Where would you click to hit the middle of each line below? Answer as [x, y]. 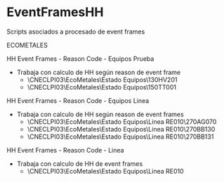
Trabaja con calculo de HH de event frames [80, 163]
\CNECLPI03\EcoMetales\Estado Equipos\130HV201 [102, 79]
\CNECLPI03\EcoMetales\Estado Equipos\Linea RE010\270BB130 [121, 129]
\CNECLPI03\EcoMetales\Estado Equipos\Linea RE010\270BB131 [120, 136]
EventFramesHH [55, 12]
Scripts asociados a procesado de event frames [76, 31]
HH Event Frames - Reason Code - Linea [65, 150]
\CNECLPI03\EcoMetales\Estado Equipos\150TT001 [102, 87]
